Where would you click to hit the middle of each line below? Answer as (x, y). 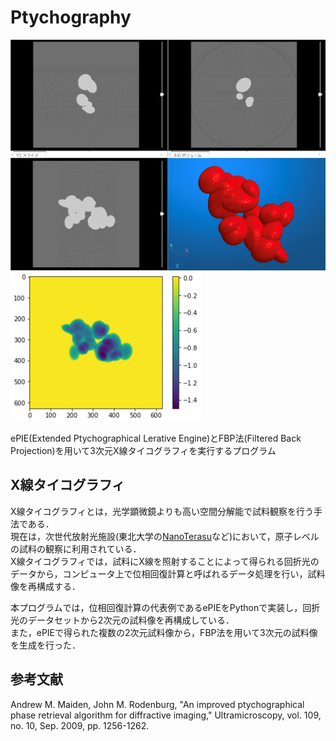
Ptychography (71, 17)
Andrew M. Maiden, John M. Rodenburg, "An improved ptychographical (157, 704)
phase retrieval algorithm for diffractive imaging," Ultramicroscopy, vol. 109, (166, 715)
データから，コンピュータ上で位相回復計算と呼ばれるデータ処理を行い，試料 (168, 573)
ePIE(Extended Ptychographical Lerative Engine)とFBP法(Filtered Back (156, 438)
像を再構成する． (45, 586)
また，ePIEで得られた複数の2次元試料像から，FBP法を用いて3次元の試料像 (164, 632)
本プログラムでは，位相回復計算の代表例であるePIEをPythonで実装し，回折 (165, 607)
